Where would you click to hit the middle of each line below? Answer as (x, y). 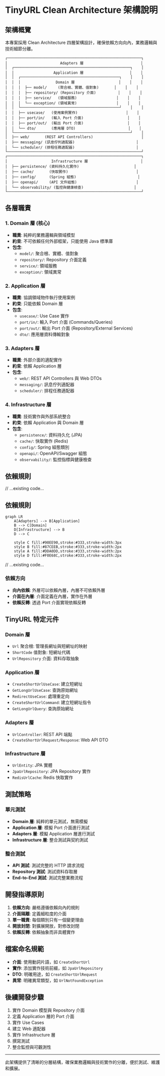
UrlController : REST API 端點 (42, 734)
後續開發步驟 (25, 998)
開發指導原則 (25, 895)
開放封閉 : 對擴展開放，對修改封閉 (46, 926)
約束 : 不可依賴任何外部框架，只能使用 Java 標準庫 (62, 241)
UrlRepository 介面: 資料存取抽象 (46, 659)
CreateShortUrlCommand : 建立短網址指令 (52, 703)
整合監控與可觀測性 (32, 1047)
